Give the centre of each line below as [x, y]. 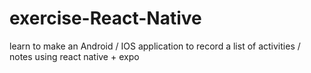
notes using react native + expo [74, 56]
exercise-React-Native [105, 18]
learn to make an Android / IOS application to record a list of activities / [155, 46]
